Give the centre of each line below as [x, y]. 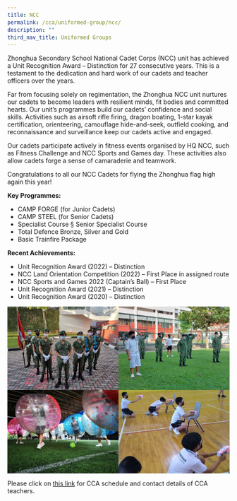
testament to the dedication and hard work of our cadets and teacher [108, 73]
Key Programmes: [34, 196]
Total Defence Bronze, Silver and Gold [73, 232]
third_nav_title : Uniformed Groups [60, 37]
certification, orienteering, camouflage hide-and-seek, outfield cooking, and [118, 124]
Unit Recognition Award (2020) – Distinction [81, 297]
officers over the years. [41, 81]
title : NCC [23, 15]
